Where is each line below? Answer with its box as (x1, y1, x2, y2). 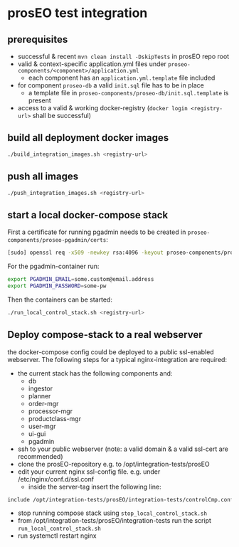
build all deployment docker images (7, 132, 169, 144)
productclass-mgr (28, 414, 82, 423)
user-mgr (28, 422, 56, 430)
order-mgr (28, 399, 59, 408)
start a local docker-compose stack (7, 208, 169, 221)
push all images (7, 171, 79, 183)
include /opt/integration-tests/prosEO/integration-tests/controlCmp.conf (7, 496, 234, 503)
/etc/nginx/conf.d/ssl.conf (17, 474, 95, 483)
